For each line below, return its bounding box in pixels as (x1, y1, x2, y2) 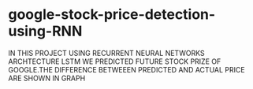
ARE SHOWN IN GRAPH (8, 73, 86, 83)
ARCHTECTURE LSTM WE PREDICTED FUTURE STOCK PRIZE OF (8, 57, 221, 66)
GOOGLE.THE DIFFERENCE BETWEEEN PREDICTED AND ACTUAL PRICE (8, 65, 246, 74)
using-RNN (8, 22, 83, 40)
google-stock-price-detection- (8, 6, 216, 24)
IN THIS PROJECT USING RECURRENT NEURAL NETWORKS (8, 48, 205, 57)
